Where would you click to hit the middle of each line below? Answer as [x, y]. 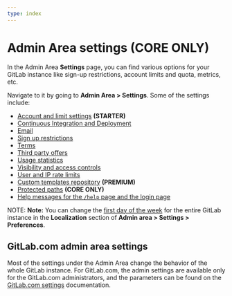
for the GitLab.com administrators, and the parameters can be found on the [114, 278]
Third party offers [42, 152]
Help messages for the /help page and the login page [94, 196]
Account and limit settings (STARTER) [71, 115]
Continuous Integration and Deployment [74, 123]
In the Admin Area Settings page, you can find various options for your [108, 67]
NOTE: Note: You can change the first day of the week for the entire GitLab [114, 210]
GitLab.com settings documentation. [59, 285]
